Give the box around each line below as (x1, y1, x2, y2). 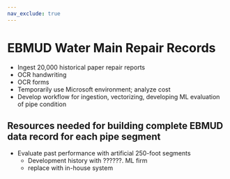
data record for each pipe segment (7, 130, 161, 142)
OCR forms (17, 78, 49, 86)
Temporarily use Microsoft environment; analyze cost (17, 85, 171, 94)
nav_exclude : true (7, 10, 61, 17)
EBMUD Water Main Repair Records (7, 40, 216, 56)
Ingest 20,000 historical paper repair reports (17, 63, 145, 71)
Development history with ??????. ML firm (27, 157, 148, 165)
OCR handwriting (17, 70, 67, 78)
